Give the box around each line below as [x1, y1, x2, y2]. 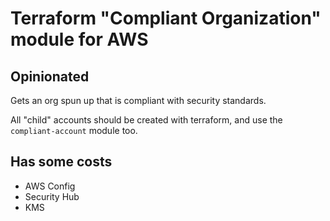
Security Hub [24, 190, 80, 202]
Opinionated [10, 68, 90, 85]
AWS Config [24, 180, 76, 192]
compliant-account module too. [10, 125, 138, 136]
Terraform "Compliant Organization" [10, 7, 322, 30]
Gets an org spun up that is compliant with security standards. [10, 95, 267, 106]
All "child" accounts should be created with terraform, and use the [10, 114, 283, 126]
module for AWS [10, 28, 149, 51]
